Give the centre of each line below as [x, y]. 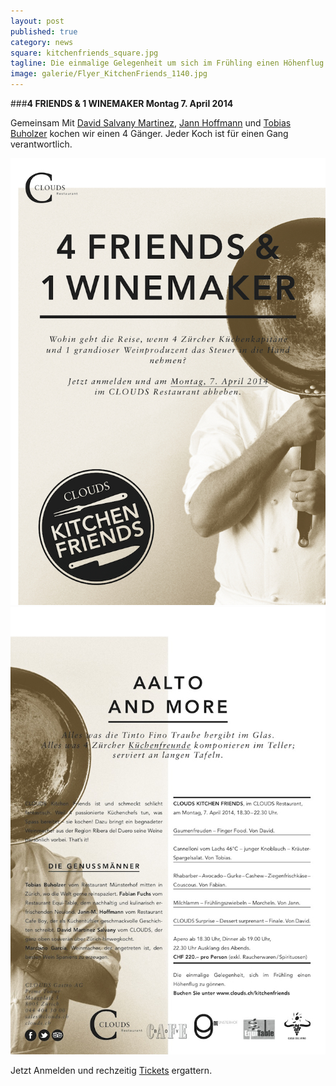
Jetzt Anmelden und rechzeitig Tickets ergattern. [111, 1070]
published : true [44, 31]
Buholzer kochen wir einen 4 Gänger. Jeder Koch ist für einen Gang [149, 133]
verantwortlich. [41, 144]
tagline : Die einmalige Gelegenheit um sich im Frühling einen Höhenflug [167, 63]
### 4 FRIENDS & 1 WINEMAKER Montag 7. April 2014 [122, 103]
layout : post [37, 21]
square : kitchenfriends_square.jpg [84, 53]
